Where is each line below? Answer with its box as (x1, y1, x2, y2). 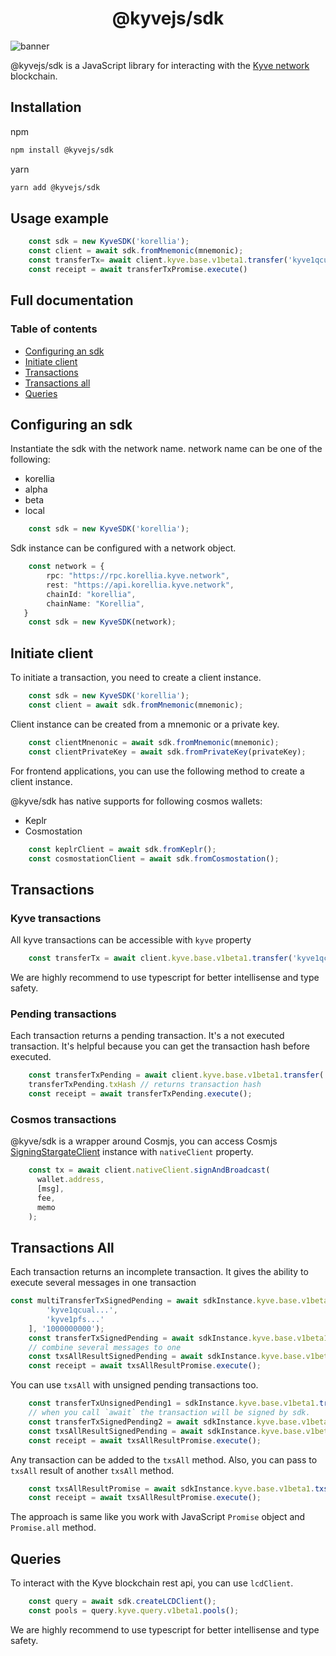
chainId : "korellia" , (46, 589, 137, 599)
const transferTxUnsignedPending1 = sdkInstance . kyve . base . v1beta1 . (28, 1398, 320, 1409)
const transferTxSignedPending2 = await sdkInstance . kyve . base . (28, 1417, 302, 1427)
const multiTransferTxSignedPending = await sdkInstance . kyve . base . (10, 1296, 302, 1306)
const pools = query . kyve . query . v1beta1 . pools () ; (28, 1606, 240, 1616)
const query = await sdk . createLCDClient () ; (28, 1597, 217, 1607)
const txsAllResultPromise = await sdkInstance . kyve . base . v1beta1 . (28, 1483, 315, 1494)
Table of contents (10, 322, 98, 336)
